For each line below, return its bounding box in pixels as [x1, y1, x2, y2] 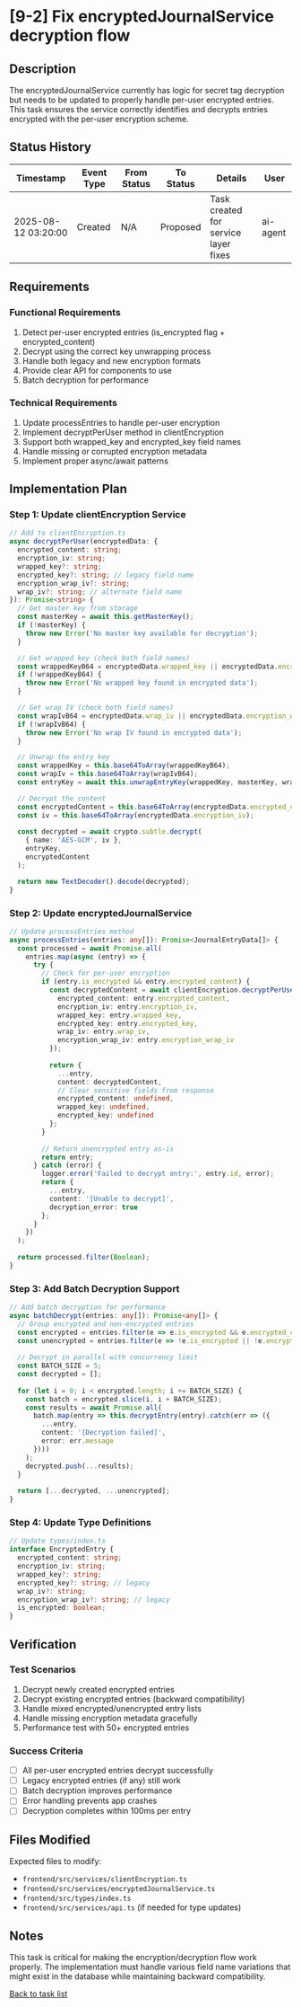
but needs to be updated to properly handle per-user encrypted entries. [9, 94, 275, 105]
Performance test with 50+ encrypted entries [21, 1722, 190, 1733]
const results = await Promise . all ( [25, 1403, 163, 1412]
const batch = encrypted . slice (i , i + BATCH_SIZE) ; [25, 1394, 222, 1403]
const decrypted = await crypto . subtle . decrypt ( [17, 827, 202, 836]
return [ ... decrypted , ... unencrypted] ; [17, 1487, 170, 1496]
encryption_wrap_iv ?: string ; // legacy [17, 1595, 170, 1605]
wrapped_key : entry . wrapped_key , [56, 1011, 182, 1020]
